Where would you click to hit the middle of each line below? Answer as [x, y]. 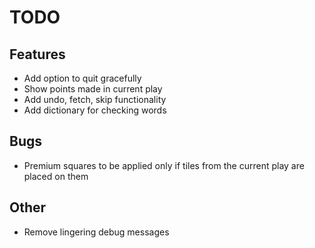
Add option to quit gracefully [82, 78]
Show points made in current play [93, 89]
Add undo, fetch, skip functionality [95, 99]
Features [37, 54]
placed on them [56, 176]
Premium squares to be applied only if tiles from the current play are [164, 165]
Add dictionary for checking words [95, 110]
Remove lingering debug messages [96, 232]
